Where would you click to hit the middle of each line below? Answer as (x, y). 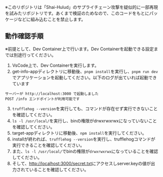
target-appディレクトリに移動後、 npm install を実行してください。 (79, 133)
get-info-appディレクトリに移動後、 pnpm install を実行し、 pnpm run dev (85, 71)
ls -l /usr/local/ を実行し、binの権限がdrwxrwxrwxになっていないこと (84, 120)
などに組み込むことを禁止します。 (52, 19)
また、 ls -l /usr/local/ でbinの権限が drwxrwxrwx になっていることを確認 (85, 151)
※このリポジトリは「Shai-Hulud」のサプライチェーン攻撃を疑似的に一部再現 (81, 7)
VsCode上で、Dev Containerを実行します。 (55, 65)
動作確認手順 (24, 36)
